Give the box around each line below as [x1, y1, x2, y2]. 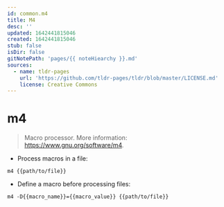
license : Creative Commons [19, 81, 98, 88]
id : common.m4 [7, 10, 49, 17]
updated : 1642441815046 [7, 29, 76, 37]
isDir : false [7, 49, 45, 56]
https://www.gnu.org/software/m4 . [24, 141, 124, 150]
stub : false [7, 42, 42, 49]
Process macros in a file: [17, 154, 88, 163]
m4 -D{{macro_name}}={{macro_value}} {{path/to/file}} [7, 193, 169, 201]
